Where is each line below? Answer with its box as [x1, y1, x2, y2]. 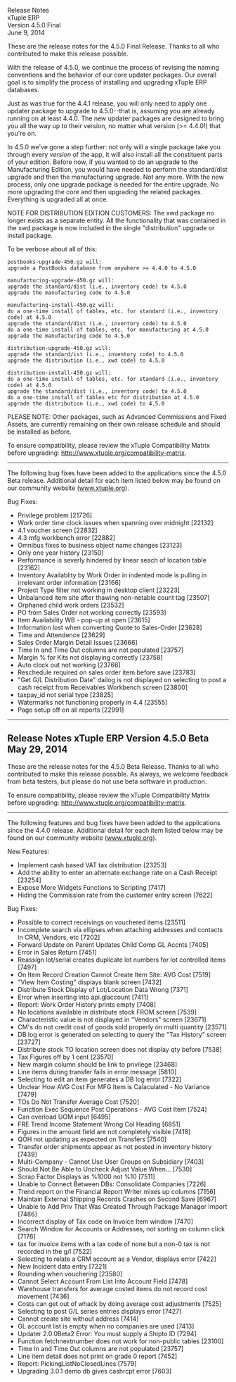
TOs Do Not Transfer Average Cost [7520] [17, 1098, 140, 1106]
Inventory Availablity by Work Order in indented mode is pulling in [17, 571, 207, 579]
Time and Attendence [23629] [17, 631, 105, 639]
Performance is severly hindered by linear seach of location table [17, 556, 207, 564]
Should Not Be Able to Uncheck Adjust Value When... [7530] [17, 1164, 192, 1173]
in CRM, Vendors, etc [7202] [17, 933, 100, 941]
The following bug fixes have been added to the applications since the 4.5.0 [7, 469, 227, 477]
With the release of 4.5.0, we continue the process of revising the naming [7, 63, 220, 71]
